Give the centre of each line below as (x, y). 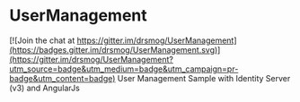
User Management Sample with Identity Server (204, 78)
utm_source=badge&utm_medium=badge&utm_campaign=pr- (124, 69)
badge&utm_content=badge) (62, 78)
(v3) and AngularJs (45, 88)
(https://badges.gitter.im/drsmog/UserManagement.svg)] (115, 49)
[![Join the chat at (42, 40)
